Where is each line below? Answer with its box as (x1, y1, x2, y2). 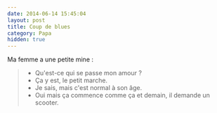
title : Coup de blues (7, 23, 71, 30)
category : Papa (7, 29, 52, 37)
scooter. (34, 98, 59, 107)
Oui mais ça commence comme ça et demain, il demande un (34, 91, 211, 100)
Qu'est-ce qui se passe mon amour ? (34, 69, 143, 77)
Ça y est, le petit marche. (34, 76, 107, 84)
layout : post (7, 17, 46, 24)
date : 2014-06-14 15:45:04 (7, 10, 86, 17)
